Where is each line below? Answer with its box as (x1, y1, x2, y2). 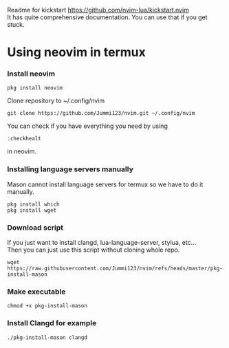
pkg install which (7, 201, 60, 208)
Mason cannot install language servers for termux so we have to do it (7, 180, 204, 188)
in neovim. (7, 147, 36, 155)
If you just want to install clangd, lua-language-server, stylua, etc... (7, 239, 197, 247)
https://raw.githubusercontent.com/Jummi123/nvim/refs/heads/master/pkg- (7, 265, 223, 272)
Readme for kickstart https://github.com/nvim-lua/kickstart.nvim (7, 6, 189, 14)
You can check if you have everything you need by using (7, 122, 168, 130)
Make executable (7, 287, 66, 296)
